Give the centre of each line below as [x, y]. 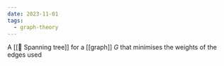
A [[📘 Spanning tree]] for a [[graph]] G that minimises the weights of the [112, 48]
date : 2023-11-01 [33, 14]
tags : [15, 21]
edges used [25, 55]
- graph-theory [36, 27]
